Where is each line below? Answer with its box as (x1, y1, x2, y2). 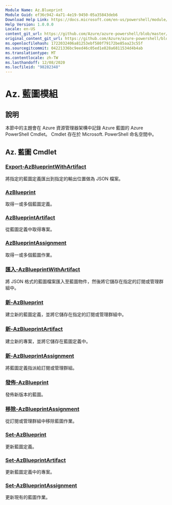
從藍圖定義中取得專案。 (5, 226, 55, 233)
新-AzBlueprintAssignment (5, 352, 74, 359)
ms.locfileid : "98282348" (5, 65, 60, 70)
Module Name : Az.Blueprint (5, 7, 63, 13)
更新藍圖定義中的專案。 (5, 469, 55, 475)
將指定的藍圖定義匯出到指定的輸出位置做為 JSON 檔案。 (5, 175, 124, 182)
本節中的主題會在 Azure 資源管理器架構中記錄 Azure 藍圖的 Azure (5, 125, 143, 131)
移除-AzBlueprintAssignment (5, 406, 79, 413)
